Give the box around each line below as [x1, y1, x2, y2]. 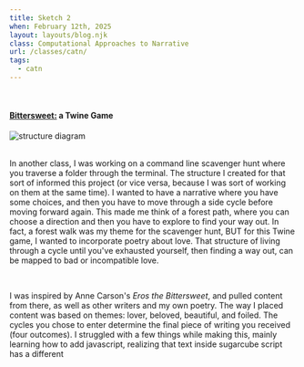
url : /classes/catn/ [9, 47, 88, 57]
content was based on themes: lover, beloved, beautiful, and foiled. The [9, 309, 279, 320]
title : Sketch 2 [9, 13, 71, 23]
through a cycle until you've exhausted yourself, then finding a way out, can [9, 246, 294, 257]
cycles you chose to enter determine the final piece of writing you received [9, 320, 291, 330]
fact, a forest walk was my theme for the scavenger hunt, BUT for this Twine [9, 225, 296, 237]
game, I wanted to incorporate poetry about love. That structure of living [9, 236, 280, 246]
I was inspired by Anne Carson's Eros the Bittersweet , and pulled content [9, 290, 283, 301]
